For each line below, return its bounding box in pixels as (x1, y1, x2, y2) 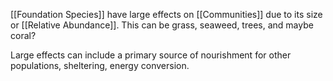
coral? (10, 30, 37, 41)
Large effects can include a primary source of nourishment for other (10, 49, 292, 61)
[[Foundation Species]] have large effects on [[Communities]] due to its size (10, 9, 323, 20)
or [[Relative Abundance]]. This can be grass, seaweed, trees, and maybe (10, 19, 314, 31)
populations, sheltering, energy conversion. (10, 60, 190, 71)
